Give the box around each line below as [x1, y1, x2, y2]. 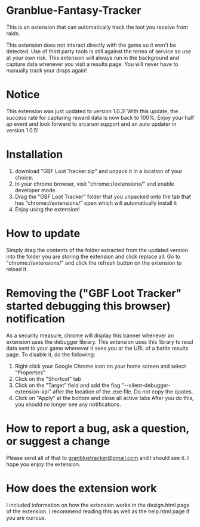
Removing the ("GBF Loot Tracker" [6, 286, 182, 300]
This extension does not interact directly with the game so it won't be [6, 41, 176, 49]
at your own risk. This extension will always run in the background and [6, 54, 179, 61]
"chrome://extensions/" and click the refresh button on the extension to [6, 259, 182, 266]
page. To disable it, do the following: [6, 351, 96, 358]
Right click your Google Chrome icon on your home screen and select [14, 362, 186, 369]
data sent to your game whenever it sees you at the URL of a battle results [6, 344, 189, 352]
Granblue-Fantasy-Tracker [6, 4, 141, 17]
